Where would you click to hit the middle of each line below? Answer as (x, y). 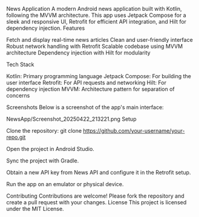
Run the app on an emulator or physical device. (65, 184)
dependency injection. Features (46, 28)
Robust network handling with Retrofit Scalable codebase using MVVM (95, 46)
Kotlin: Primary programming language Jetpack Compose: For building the (99, 76)
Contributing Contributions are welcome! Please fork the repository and (95, 196)
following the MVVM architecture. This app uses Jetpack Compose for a (96, 15)
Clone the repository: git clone (44, 131)
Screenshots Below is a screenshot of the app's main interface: (85, 107)
